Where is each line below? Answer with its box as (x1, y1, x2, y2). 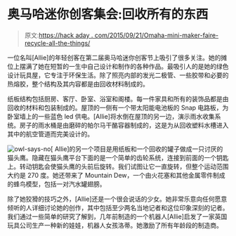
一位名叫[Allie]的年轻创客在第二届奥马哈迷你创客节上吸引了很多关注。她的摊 (7, 53, 228, 62)
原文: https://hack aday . (24, 31, 93, 39)
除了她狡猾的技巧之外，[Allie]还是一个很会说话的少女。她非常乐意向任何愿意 (7, 195, 228, 203)
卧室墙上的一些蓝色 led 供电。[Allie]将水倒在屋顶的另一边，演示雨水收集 (7, 112, 216, 120)
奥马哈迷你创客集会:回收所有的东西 (7, 6, 209, 22)
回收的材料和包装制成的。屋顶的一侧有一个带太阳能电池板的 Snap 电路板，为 (7, 103, 229, 112)
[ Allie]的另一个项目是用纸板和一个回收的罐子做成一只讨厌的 (50, 145, 223, 153)
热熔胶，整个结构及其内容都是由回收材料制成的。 (7, 79, 149, 88)
